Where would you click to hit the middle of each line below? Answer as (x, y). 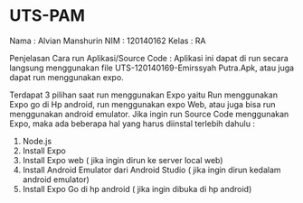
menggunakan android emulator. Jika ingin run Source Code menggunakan (149, 114)
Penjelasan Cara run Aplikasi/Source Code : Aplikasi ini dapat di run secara (149, 58)
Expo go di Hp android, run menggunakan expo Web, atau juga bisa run (142, 104)
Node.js (37, 141)
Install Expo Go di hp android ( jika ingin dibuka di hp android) (137, 189)
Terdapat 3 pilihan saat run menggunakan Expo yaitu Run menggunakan (144, 95)
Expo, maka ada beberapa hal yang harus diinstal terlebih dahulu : (133, 124)
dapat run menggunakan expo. (66, 77)
